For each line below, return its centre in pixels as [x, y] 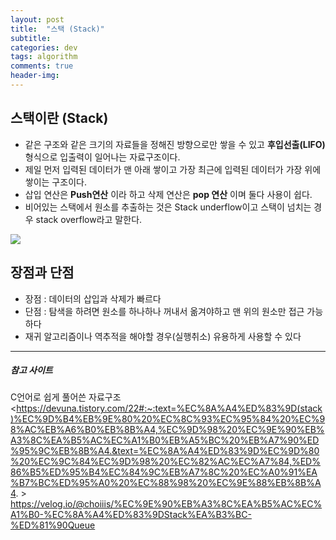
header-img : [35, 76]
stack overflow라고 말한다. [89, 219]
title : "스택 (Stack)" [57, 29]
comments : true [42, 66]
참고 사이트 [31, 370]
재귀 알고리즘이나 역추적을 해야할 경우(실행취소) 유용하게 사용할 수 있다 [163, 336]
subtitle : [31, 38]
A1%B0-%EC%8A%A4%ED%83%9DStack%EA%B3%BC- [131, 515]
